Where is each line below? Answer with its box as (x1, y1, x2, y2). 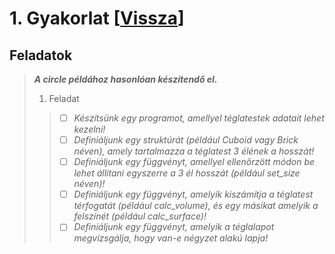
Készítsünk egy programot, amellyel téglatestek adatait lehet (73, 112, 325, 124)
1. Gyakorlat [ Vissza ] (9, 7, 185, 30)
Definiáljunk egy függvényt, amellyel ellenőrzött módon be (73, 156, 316, 168)
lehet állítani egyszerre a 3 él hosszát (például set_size (73, 167, 301, 179)
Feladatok (9, 47, 73, 64)
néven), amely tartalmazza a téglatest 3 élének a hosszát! (73, 145, 315, 157)
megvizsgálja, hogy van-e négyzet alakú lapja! (73, 232, 269, 244)
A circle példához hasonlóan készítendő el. (33, 73, 218, 85)
